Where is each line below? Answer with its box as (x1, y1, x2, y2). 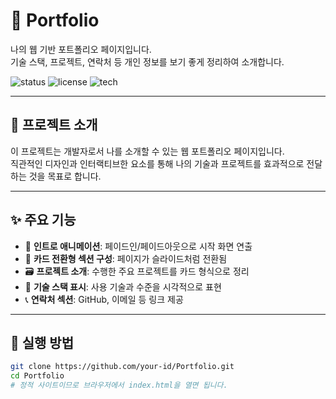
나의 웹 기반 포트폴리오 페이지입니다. (10, 43, 152, 55)
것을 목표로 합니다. (28, 170, 102, 182)
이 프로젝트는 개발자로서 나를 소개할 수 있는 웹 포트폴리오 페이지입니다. (10, 145, 285, 157)
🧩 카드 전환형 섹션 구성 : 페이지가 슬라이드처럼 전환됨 (24, 252, 228, 264)
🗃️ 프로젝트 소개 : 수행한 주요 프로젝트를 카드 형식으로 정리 (24, 265, 250, 277)
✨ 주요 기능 (10, 212, 77, 229)
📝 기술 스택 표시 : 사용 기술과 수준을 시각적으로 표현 (24, 280, 222, 293)
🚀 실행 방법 (10, 334, 75, 351)
